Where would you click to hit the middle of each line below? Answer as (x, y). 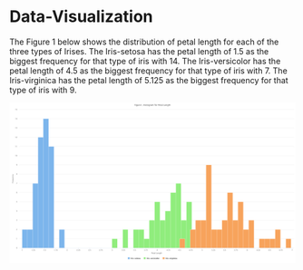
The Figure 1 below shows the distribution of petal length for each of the (144, 42)
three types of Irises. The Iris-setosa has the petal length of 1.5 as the (139, 51)
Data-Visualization (81, 17)
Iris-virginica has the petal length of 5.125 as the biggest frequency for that (149, 80)
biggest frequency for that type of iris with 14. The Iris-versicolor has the (145, 61)
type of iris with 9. (43, 90)
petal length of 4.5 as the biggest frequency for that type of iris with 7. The (148, 71)
